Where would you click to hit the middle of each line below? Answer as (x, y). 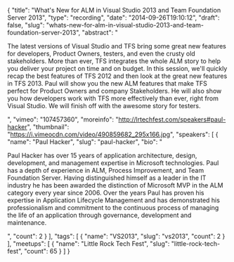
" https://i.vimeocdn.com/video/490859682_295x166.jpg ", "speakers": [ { (113, 134)
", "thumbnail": (48, 127)
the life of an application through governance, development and (99, 215)
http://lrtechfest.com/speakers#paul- (172, 119)
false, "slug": (26, 25)
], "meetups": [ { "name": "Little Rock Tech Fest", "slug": (89, 244)
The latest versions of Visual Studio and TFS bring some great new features (117, 46)
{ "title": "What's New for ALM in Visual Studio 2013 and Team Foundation (114, 10)
